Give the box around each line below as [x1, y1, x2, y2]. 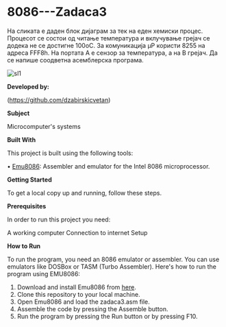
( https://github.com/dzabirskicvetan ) [7, 95, 111, 104]
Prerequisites [7, 202, 47, 210]
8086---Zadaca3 [7, 4, 108, 20]
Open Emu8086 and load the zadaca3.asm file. [16, 298, 151, 306]
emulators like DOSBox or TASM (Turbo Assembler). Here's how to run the [7, 262, 217, 271]
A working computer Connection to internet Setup [7, 228, 148, 237]
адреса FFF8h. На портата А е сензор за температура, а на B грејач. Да [7, 49, 218, 57]
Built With [7, 135, 36, 144]
